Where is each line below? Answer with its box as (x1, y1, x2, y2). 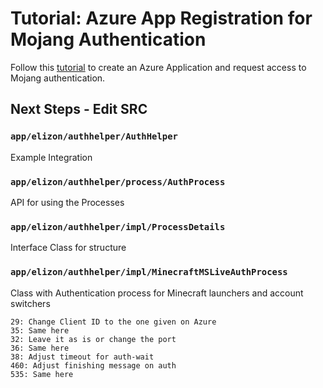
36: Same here (10, 343, 70, 353)
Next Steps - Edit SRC (10, 101, 148, 118)
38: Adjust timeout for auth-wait (10, 352, 155, 362)
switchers (10, 297, 51, 309)
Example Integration (10, 151, 93, 163)
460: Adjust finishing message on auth (10, 360, 177, 371)
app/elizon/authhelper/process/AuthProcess (10, 176, 226, 187)
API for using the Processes (10, 196, 125, 208)
